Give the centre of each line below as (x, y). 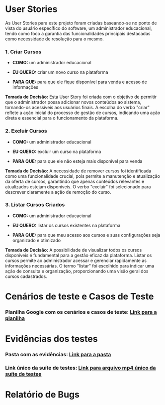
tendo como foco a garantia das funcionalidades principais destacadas (78, 33)
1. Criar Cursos (23, 52)
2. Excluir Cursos (26, 131)
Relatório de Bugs (42, 395)
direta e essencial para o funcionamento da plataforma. (62, 118)
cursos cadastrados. (26, 276)
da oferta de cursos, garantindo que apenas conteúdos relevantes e (75, 181)
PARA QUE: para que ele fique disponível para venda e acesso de (80, 82)
